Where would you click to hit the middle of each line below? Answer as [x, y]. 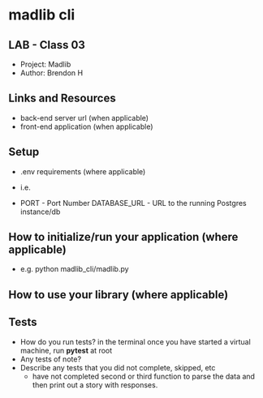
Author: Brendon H [52, 73]
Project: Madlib [45, 64]
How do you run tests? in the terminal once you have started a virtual [136, 341]
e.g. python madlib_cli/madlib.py [74, 269]
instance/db [40, 212]
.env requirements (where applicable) [83, 171]
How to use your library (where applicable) [119, 295]
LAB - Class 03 [47, 45]
